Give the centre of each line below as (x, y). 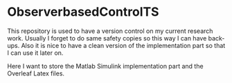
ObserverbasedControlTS (83, 12)
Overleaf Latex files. (36, 73)
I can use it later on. (35, 53)
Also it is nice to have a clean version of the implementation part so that (123, 45)
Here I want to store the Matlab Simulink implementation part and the (105, 66)
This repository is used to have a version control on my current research (110, 31)
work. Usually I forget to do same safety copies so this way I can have (107, 38)
